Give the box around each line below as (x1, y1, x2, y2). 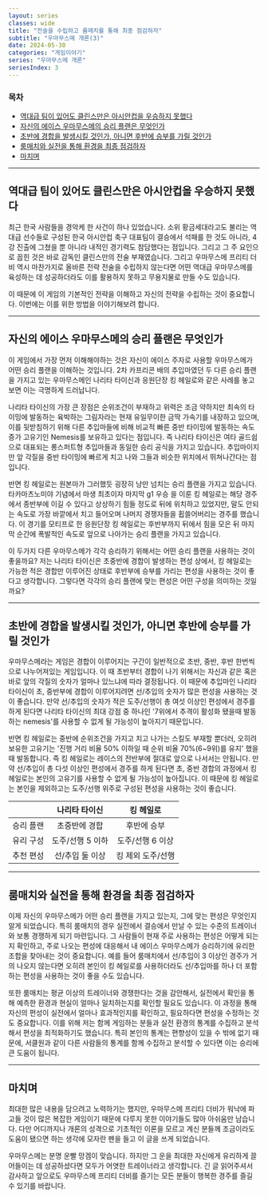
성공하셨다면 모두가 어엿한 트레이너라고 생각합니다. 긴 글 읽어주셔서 (44, 1161, 254, 1171)
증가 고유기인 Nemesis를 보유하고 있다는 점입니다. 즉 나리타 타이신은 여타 (8, 432, 237, 441)
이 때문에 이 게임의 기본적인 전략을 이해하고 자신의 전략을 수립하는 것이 (8, 289, 227, 298)
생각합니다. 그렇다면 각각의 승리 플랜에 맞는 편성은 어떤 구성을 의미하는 (22, 576, 242, 585)
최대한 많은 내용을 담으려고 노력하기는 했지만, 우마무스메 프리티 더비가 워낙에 (8, 1104, 247, 1114)
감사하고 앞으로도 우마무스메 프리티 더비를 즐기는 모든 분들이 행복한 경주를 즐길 (8, 1171, 254, 1180)
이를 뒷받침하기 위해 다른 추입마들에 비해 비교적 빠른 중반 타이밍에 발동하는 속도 (8, 421, 255, 432)
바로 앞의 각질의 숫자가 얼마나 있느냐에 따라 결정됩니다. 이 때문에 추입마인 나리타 (8, 677, 258, 686)
